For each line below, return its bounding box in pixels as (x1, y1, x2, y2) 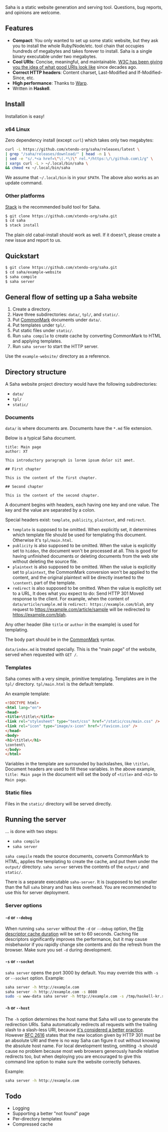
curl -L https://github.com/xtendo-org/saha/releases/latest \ (5, 146, 140, 152)
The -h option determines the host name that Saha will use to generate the (5, 1016, 158, 1022)
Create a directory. (12, 306, 51, 312)
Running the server (5, 815, 66, 824)
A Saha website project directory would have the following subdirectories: (5, 381, 157, 387)
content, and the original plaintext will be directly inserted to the (12, 574, 144, 581)
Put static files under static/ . (12, 328, 73, 334)
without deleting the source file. (12, 559, 78, 565)
